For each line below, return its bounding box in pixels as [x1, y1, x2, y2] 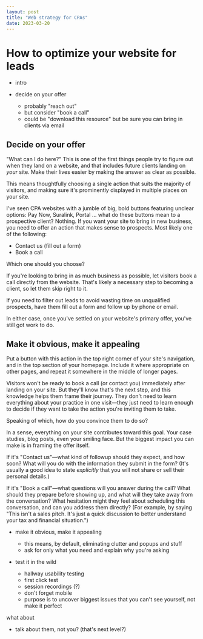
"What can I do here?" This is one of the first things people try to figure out [6, 156, 193, 163]
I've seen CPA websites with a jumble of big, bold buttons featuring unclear [6, 205, 194, 212]
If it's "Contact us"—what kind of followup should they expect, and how [6, 453, 185, 460]
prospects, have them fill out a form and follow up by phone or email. [6, 303, 179, 311]
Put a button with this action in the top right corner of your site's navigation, [6, 355, 195, 362]
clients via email [24, 122, 65, 129]
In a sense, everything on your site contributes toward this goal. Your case [6, 428, 192, 436]
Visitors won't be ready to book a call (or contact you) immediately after [6, 379, 186, 386]
